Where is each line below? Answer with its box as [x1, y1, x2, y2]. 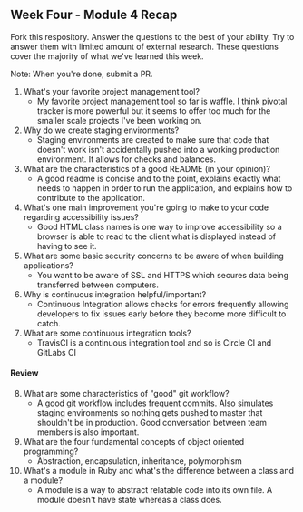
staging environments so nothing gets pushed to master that [36, 407, 263, 418]
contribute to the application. [36, 192, 146, 203]
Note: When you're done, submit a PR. [10, 68, 153, 79]
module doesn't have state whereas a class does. [36, 495, 222, 506]
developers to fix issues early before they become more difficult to [36, 308, 287, 319]
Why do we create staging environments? [23, 125, 180, 136]
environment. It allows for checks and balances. [36, 154, 217, 165]
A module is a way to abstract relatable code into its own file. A [36, 485, 273, 496]
